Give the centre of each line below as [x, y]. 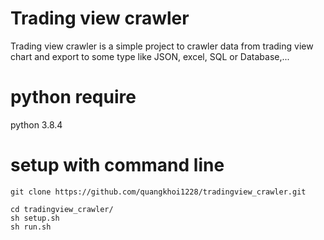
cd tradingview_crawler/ [62, 209]
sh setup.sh [35, 218]
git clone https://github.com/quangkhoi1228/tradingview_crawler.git [158, 192]
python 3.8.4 [36, 124]
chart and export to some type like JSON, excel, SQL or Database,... [150, 56]
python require [73, 97]
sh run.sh [31, 227]
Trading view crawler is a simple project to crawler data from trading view [162, 46]
